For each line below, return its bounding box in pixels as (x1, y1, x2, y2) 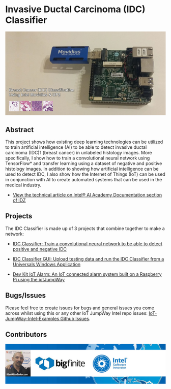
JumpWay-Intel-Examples (5, 315, 60, 321)
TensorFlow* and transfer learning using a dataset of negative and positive (5, 160, 162, 167)
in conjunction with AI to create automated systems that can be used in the (5, 177, 162, 183)
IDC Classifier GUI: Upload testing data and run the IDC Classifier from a (12, 255, 164, 262)
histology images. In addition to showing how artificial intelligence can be (5, 166, 159, 172)
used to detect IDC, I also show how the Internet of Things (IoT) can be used (5, 171, 165, 177)
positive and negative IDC (12, 246, 67, 252)
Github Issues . (60, 315, 91, 321)
